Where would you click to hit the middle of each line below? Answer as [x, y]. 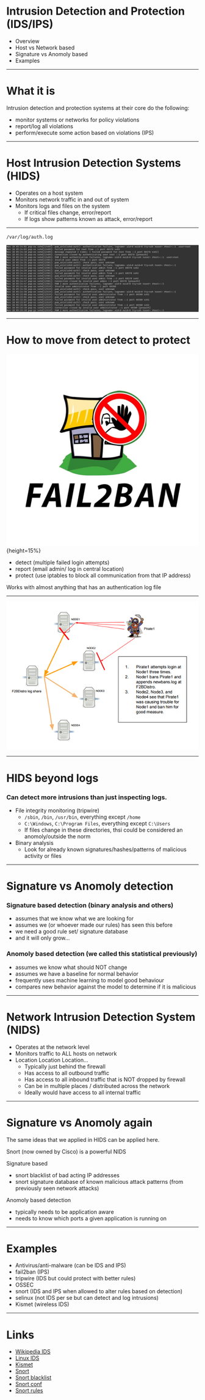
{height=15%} [24, 550]
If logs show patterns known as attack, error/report [88, 219]
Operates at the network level [52, 1047]
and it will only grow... [42, 938]
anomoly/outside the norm [57, 836]
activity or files [43, 855]
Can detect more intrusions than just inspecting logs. [87, 797]
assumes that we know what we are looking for [74, 919]
